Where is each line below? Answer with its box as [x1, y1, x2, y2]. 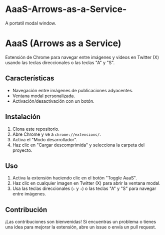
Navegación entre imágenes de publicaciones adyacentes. [12, 87, 133, 93]
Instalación [5, 113, 41, 121]
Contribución [5, 205, 47, 214]
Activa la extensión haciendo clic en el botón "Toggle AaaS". [12, 175, 137, 181]
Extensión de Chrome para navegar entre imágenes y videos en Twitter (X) [5, 54, 159, 60]
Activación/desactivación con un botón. [12, 98, 94, 104]
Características [5, 74, 54, 83]
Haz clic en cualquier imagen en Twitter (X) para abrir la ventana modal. [12, 180, 161, 186]
